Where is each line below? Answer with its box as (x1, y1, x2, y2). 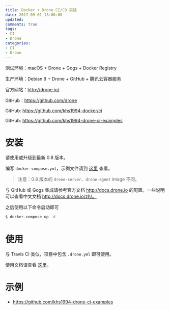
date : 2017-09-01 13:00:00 (5, 12, 63, 17)
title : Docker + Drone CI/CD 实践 (5, 7, 77, 13)
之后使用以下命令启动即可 (5, 204, 59, 211)
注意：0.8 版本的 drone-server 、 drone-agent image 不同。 (17, 176, 140, 183)
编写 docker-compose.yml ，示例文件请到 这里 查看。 (5, 165, 113, 171)
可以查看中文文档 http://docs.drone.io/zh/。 (5, 193, 97, 199)
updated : (5, 17, 24, 22)
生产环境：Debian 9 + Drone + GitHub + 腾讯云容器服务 (5, 75, 122, 82)
